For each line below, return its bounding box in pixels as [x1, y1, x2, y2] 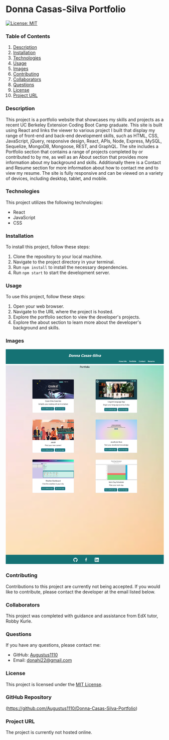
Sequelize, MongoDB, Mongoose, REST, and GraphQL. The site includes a [6, 143, 158, 149]
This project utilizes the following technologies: [6, 199, 103, 205]
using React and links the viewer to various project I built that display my [6, 127, 155, 133]
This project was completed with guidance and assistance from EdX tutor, [6, 613, 158, 619]
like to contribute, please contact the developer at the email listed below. [6, 588, 156, 595]
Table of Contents [6, 33, 51, 40]
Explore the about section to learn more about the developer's [13, 319, 142, 325]
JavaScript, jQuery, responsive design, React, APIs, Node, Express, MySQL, [6, 138, 162, 144]
